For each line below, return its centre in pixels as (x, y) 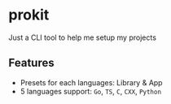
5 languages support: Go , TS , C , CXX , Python (90, 91)
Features (31, 63)
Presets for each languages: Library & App (91, 82)
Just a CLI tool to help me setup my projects (83, 37)
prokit (29, 15)
